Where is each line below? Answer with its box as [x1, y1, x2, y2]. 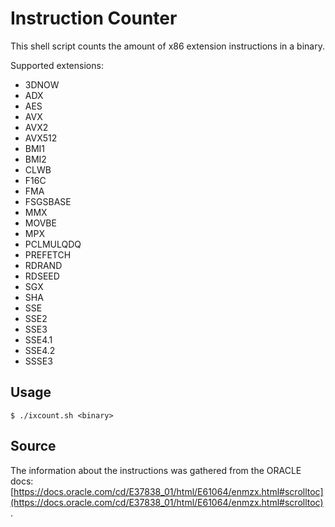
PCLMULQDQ [24, 238, 82, 250]
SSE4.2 [24, 344, 56, 356]
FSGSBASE [24, 195, 72, 207]
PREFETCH [24, 248, 72, 261]
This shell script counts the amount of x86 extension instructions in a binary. [10, 40, 325, 52]
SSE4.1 [24, 333, 53, 346]
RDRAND [24, 259, 63, 271]
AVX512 [24, 132, 58, 144]
